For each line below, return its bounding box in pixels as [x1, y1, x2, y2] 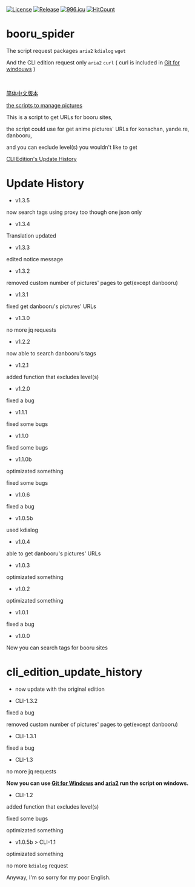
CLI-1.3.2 [15, 697, 38, 704]
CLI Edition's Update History [6, 155, 77, 162]
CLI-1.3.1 [15, 732, 36, 739]
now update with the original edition [15, 685, 105, 693]
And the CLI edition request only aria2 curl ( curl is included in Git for [6, 58, 180, 66]
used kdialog [6, 526, 38, 533]
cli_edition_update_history [6, 665, 143, 679]
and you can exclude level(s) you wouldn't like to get [6, 143, 137, 151]
